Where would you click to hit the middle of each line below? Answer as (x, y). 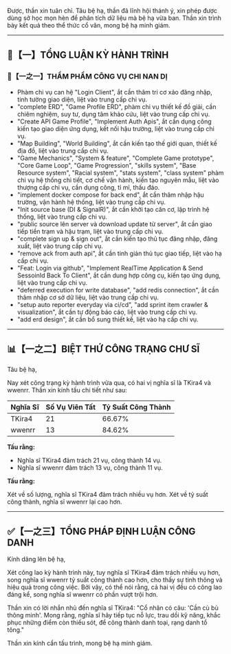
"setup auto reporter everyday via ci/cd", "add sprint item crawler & (112, 304)
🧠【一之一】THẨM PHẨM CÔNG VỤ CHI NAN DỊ (87, 77)
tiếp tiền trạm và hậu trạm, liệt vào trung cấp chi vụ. (90, 231)
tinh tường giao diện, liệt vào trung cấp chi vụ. (82, 99)
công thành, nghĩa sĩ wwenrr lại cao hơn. (65, 502)
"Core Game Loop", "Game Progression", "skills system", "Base (107, 165)
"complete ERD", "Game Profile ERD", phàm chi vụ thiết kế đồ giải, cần (117, 106)
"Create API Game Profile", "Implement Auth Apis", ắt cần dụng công (114, 121)
